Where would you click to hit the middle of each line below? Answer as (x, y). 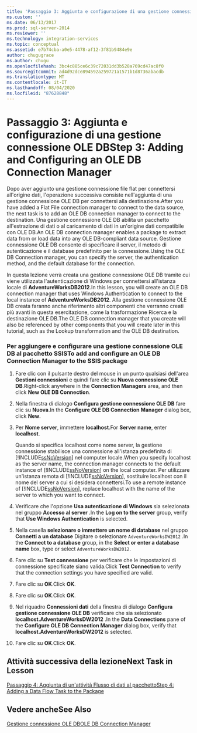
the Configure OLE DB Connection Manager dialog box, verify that (96, 625)
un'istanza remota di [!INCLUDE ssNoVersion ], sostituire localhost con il (101, 476)
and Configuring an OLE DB (74, 160)
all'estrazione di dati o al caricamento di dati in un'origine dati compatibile (95, 226)
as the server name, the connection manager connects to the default (98, 464)
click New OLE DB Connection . (53, 392)
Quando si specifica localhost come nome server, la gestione (89, 445)
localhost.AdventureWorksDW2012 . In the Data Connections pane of (100, 619)
